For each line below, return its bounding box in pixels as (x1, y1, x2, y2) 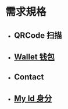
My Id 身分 (13, 93, 52, 103)
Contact (13, 72, 44, 82)
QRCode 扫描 (13, 30, 62, 40)
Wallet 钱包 (13, 52, 55, 62)
